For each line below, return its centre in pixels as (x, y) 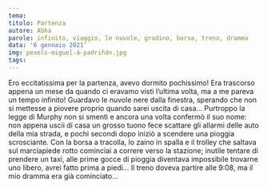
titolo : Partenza (37, 23)
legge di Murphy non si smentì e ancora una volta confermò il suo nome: (128, 116)
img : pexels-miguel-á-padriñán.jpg (68, 53)
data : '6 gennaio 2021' (48, 45)
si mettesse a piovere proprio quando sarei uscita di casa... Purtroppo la (127, 108)
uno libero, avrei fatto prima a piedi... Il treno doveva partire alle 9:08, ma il (131, 167)
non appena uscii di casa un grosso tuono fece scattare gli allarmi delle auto (134, 125)
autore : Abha (30, 30)
